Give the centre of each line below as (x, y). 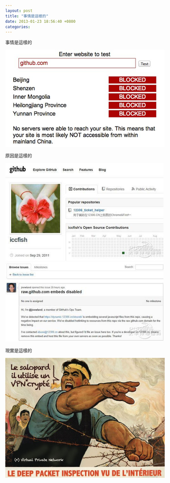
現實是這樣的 (18, 351)
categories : (18, 27)
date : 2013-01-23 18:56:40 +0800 (40, 21)
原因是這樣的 (18, 156)
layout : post (19, 11)
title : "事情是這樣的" (27, 16)
